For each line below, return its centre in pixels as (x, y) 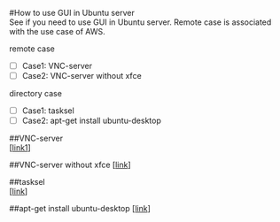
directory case (35, 94)
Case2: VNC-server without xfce (82, 76)
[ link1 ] (20, 148)
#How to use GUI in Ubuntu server (72, 13)
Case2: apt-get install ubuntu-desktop (92, 121)
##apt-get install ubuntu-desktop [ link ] (80, 209)
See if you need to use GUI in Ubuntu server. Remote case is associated (140, 22)
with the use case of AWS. (58, 31)
